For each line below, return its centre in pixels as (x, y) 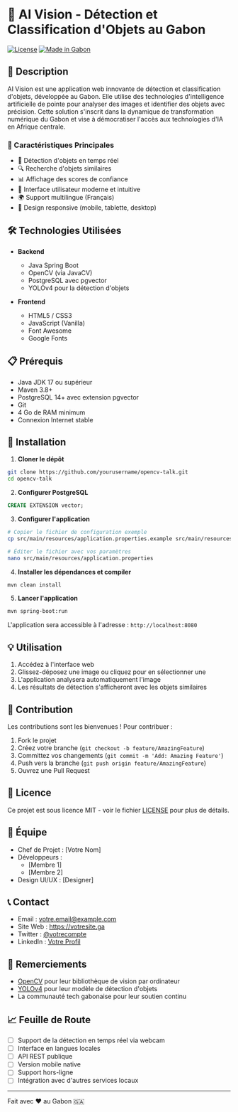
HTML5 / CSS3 (50, 315)
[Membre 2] (46, 872)
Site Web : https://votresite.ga (61, 926)
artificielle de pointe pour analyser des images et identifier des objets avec (116, 104)
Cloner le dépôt (41, 459)
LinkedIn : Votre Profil (49, 942)
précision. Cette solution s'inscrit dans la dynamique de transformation (110, 111)
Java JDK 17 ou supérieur (55, 382)
